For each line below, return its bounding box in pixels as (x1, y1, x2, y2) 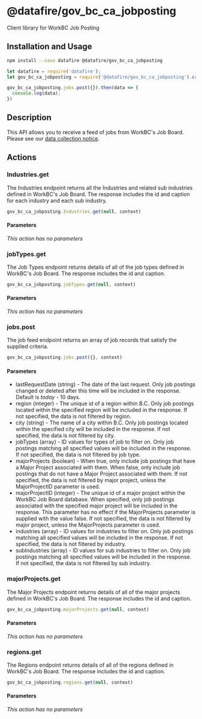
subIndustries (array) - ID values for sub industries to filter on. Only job (15, 547, 191, 554)
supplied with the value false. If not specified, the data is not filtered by (15, 515, 191, 522)
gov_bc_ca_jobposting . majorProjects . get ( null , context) (7, 606, 149, 613)
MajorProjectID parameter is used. (15, 483, 101, 491)
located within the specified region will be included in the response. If (15, 406, 188, 414)
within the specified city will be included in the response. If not (15, 426, 170, 433)
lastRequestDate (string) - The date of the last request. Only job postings (15, 381, 195, 388)
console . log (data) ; (12, 90, 61, 97)
